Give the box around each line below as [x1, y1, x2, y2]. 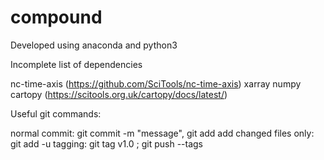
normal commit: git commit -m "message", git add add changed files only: [10, 127, 315, 139]
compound [10, 6, 103, 29]
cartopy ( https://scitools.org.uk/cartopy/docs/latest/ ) [10, 88, 228, 100]
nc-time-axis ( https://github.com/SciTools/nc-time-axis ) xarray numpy [10, 77, 302, 90]
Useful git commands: [10, 107, 102, 120]
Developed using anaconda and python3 [10, 39, 178, 51]
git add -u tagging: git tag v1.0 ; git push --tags [10, 137, 204, 150]
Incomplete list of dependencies [10, 58, 143, 70]
